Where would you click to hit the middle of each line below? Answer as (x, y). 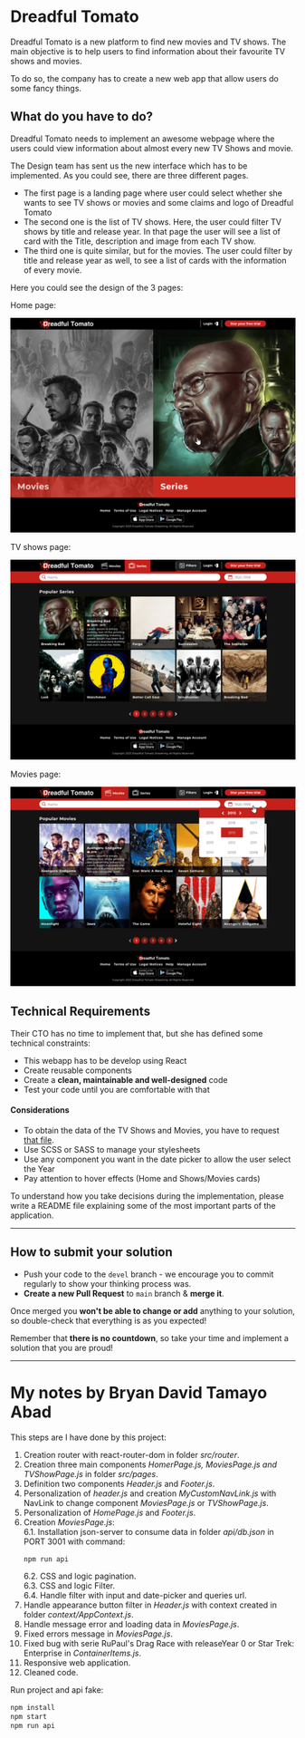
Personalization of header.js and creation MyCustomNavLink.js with (150, 1493)
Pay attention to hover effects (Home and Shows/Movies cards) (142, 1179)
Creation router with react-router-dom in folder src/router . (131, 1454)
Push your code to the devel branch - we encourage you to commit (148, 1274)
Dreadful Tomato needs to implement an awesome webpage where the (143, 139)
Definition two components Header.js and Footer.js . (119, 1483)
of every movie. (52, 270)
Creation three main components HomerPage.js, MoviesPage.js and (150, 1464)
